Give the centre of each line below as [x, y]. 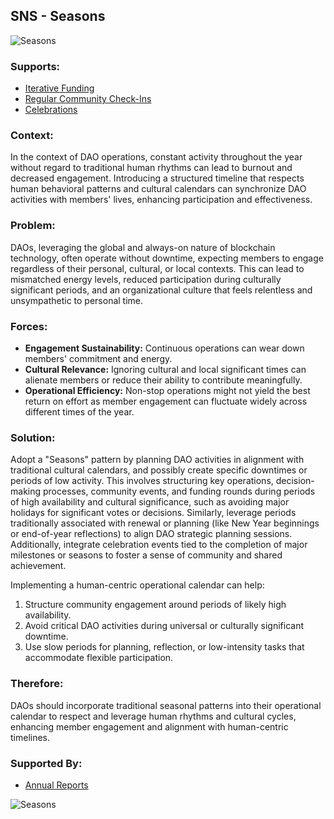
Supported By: [46, 763]
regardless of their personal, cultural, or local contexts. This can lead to [157, 268]
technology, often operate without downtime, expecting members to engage [167, 258]
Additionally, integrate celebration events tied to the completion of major [159, 545]
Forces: [29, 326]
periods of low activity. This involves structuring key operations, [142, 481]
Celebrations [51, 110]
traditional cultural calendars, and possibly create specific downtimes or [159, 470]
